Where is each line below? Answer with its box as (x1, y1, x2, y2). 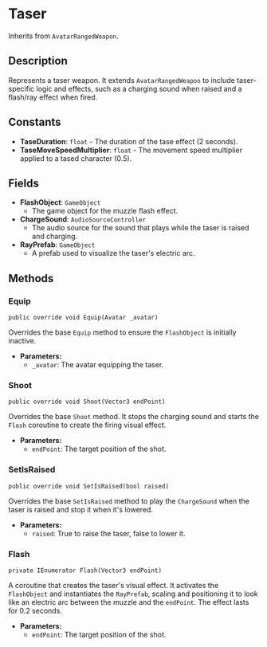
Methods (8, 272, 54, 285)
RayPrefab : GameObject (19, 240, 96, 249)
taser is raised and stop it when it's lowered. (8, 504, 154, 514)
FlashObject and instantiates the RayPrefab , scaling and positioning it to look (8, 589, 259, 598)
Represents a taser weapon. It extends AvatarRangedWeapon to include (8, 75, 235, 84)
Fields (8, 176, 40, 190)
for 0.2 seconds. (8, 606, 62, 615)
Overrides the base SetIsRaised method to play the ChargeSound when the (8, 496, 249, 506)
